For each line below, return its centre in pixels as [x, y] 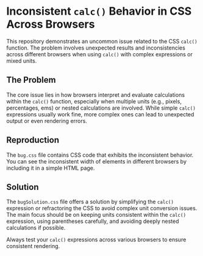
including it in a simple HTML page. [51, 168]
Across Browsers [51, 24]
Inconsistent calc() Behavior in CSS [99, 11]
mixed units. [22, 61]
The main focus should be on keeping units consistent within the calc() [96, 215]
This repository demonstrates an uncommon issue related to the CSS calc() [102, 41]
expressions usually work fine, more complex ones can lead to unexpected [100, 114]
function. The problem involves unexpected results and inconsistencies [96, 48]
